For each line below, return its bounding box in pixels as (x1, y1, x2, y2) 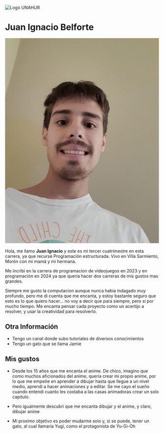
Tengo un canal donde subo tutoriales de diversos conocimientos (12, 335, 144, 341)
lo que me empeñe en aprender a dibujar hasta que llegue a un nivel (12, 378, 149, 384)
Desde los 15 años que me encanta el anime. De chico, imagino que (12, 368, 148, 373)
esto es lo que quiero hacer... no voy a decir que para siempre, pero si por (5, 298, 154, 304)
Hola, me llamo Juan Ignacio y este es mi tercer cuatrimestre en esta (5, 248, 144, 254)
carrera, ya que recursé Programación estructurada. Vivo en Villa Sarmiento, (5, 253, 159, 259)
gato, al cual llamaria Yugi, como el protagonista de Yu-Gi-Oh (12, 423, 136, 429)
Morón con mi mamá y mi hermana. (5, 258, 77, 264)
